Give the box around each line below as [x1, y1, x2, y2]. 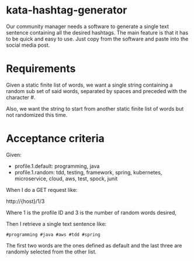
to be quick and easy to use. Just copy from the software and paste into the [6, 35, 189, 42]
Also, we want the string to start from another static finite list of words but [6, 105, 184, 112]
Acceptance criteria [6, 132, 105, 145]
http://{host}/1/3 [6, 197, 45, 205]
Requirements [6, 62, 76, 75]
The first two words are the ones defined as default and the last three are [6, 242, 182, 249]
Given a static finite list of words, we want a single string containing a [6, 81, 173, 88]
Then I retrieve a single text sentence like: [6, 220, 107, 227]
